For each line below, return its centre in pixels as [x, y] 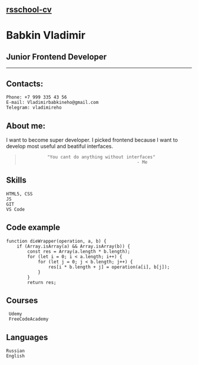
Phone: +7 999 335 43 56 [37, 97]
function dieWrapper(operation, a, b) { [57, 241]
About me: [26, 126]
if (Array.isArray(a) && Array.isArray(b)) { [74, 246]
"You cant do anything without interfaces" [101, 157]
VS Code [16, 209]
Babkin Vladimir [46, 35]
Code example [33, 228]
